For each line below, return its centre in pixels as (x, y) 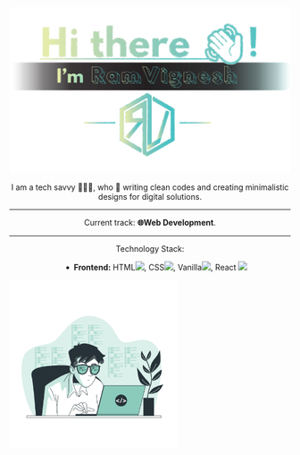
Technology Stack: (150, 248)
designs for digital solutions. (150, 196)
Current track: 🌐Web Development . (150, 222)
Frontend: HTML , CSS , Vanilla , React (155, 267)
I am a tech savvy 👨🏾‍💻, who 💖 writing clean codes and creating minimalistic (150, 187)
